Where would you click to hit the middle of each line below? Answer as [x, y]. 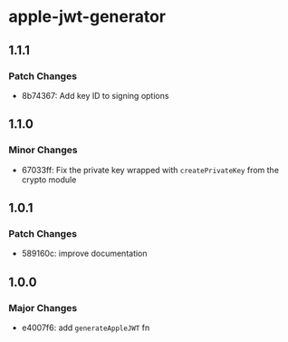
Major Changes [43, 308]
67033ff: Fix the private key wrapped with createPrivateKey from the [150, 170]
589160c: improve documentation [84, 254]
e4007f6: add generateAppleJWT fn [86, 327]
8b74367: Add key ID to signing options [95, 95]
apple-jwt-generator [87, 17]
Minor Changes [43, 150]
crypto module [49, 180]
